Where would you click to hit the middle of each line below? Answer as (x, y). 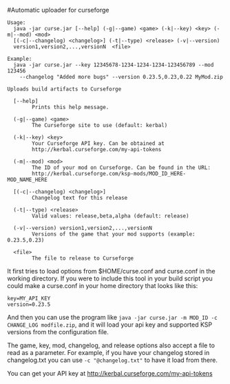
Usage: (17, 23)
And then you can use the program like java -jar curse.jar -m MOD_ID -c (113, 317)
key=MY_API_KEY (29, 298)
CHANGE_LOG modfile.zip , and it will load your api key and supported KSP (109, 325)
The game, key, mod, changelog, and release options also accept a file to (111, 345)
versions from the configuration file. (58, 332)
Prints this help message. (71, 107)
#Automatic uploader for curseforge (58, 10)
